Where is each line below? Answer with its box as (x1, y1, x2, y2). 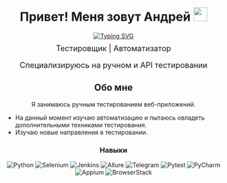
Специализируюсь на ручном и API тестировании (19, 60, 208, 70)
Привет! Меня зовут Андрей (19, 9, 191, 25)
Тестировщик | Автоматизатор (56, 43, 171, 53)
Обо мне (94, 82, 133, 94)
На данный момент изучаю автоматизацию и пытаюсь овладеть (14, 114, 206, 122)
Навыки (99, 145, 128, 155)
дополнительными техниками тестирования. (14, 120, 147, 129)
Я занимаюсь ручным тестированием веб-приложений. (31, 100, 196, 108)
